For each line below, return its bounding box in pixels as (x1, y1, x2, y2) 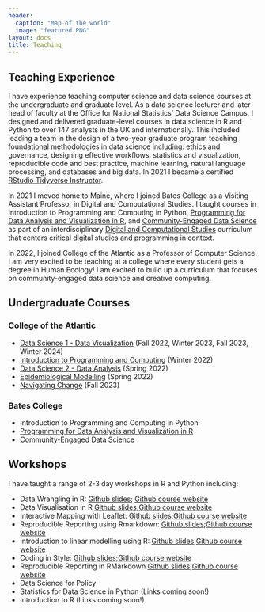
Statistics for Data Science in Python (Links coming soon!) (19, 587, 210, 596)
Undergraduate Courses (8, 296, 131, 310)
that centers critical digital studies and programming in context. (8, 233, 215, 242)
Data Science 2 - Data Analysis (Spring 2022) (19, 363, 168, 373)
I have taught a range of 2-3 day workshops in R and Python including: (8, 478, 239, 488)
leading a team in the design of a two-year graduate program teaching (8, 133, 237, 143)
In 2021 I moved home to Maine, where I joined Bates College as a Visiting (8, 191, 249, 200)
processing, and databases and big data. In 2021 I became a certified (8, 167, 234, 177)
